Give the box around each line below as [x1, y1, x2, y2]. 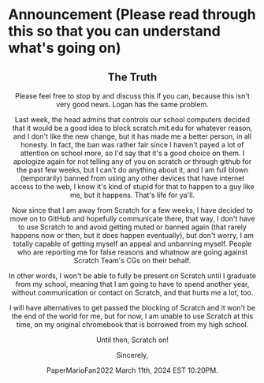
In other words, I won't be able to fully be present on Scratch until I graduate [9, 271, 256, 281]
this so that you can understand [8, 22, 221, 40]
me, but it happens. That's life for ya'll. [69, 191, 195, 199]
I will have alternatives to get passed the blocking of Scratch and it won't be [9, 303, 256, 312]
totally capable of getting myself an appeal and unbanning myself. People [13, 239, 252, 248]
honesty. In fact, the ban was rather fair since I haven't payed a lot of [20, 140, 244, 149]
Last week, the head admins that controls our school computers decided [14, 115, 251, 124]
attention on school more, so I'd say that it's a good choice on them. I [20, 148, 245, 158]
